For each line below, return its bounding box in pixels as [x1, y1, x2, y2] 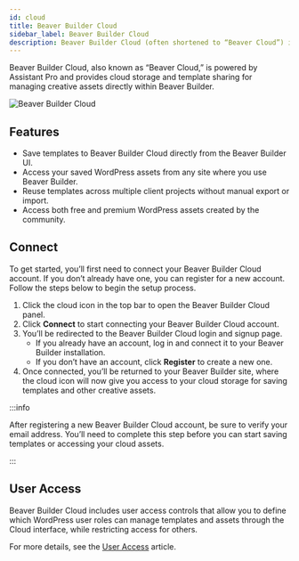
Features [9, 124, 60, 139]
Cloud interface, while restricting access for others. [9, 524, 198, 534]
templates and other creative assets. [21, 385, 157, 395]
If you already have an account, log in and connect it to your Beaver [35, 337, 285, 348]
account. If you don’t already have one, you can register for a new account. [9, 272, 286, 283]
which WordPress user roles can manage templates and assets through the [9, 514, 285, 525]
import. [21, 195, 49, 206]
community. [21, 215, 66, 225]
